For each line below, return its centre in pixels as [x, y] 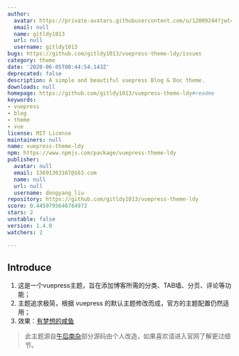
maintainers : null [34, 140]
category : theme [31, 61]
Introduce [30, 267]
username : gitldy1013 [46, 47]
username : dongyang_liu [49, 193]
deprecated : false [34, 73]
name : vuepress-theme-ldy [46, 147]
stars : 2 [20, 213]
